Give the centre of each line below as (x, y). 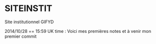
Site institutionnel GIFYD (29, 22)
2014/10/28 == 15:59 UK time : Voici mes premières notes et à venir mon (78, 31)
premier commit (21, 36)
